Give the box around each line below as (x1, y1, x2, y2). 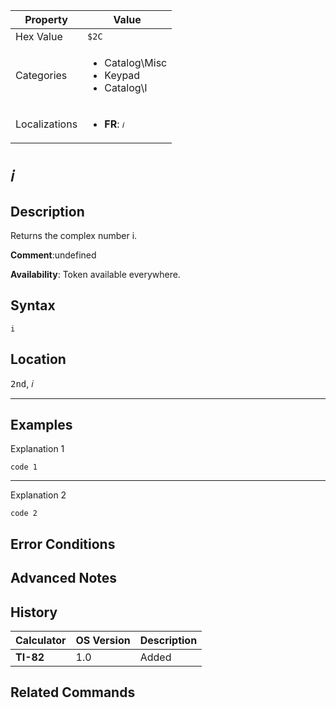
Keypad (104, 69, 141, 82)
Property (24, 13, 68, 26)
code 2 (10, 509, 38, 519)
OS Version (75, 634, 131, 648)
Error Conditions (10, 535, 116, 553)
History (10, 604, 58, 621)
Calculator (15, 634, 67, 648)
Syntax (10, 297, 56, 314)
